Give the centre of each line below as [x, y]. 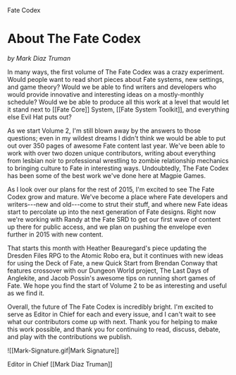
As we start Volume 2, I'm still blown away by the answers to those [104, 131]
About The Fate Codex [74, 39]
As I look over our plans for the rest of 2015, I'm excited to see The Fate [111, 189]
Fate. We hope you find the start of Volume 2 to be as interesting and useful [117, 285]
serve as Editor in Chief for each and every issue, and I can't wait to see [112, 314]
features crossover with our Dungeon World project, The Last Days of [108, 270]
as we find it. [26, 293]
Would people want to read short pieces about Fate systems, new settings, [116, 79]
